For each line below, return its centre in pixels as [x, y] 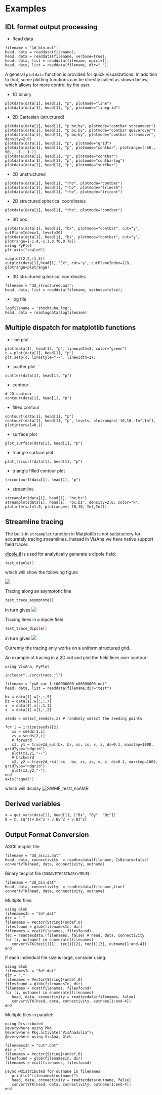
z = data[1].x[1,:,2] [28, 710]
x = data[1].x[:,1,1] [28, 706]
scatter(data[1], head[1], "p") [38, 376]
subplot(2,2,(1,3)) [25, 259]
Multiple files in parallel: [29, 1015]
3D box [20, 219]
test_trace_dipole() [26, 628]
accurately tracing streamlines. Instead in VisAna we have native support [79, 539]
